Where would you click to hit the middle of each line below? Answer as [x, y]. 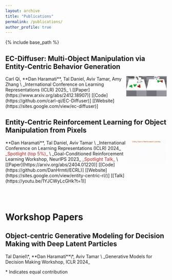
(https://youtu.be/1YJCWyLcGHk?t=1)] [46, 181]
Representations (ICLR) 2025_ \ [38, 90]
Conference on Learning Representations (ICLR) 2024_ [63, 148]
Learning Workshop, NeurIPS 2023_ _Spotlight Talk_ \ [62, 159]
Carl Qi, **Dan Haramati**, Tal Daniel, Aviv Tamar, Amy [63, 79]
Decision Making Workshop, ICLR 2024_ [48, 262]
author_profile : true [28, 27]
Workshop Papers [44, 217]
